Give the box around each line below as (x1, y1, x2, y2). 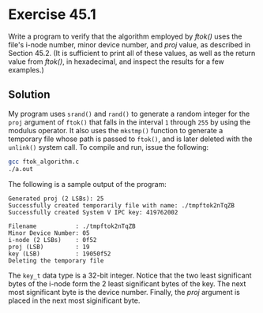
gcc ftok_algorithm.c (8, 158, 80, 166)
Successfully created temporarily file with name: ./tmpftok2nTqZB (8, 201, 235, 210)
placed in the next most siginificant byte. (8, 296, 141, 305)
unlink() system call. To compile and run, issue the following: (8, 142, 209, 151)
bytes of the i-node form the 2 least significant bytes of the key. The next (8, 278, 246, 289)
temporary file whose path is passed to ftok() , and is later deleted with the (8, 134, 253, 143)
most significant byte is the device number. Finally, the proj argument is (8, 287, 241, 296)
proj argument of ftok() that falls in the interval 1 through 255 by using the (8, 117, 251, 127)
